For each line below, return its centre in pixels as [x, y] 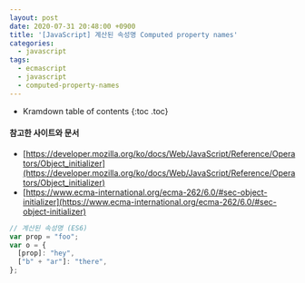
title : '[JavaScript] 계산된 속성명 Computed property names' [124, 34]
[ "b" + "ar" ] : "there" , [62, 262]
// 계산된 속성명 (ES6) [49, 228]
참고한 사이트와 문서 [44, 133]
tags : [20, 60]
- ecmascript [42, 69]
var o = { [28, 245]
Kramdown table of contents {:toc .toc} [95, 111]
